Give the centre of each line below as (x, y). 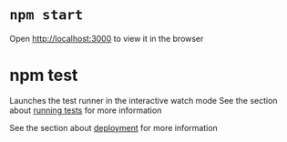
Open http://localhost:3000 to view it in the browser (107, 38)
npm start (46, 15)
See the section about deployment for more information (114, 127)
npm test (44, 76)
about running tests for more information (86, 110)
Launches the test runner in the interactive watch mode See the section (143, 100)
